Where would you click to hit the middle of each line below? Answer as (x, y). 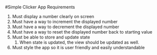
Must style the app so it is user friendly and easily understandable (78, 47)
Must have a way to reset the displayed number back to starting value (82, 32)
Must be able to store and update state (51, 37)
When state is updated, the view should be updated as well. (79, 42)
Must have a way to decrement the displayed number (66, 27)
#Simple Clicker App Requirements (40, 7)
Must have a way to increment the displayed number (65, 22)
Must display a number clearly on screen (53, 16)
